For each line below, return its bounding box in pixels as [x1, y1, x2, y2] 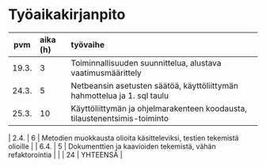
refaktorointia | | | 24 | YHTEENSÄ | [8, 150, 123, 159]
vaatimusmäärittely [70, 67, 142, 78]
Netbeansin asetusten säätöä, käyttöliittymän [70, 80, 239, 91]
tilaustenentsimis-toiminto [70, 112, 169, 123]
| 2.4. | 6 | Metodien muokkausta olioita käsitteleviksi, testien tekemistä [8, 133, 239, 142]
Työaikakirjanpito [8, 6, 126, 24]
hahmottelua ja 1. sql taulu [70, 89, 169, 101]
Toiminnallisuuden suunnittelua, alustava [70, 57, 222, 68]
